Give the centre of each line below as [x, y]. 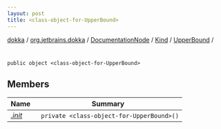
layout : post [26, 13]
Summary [108, 103]
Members [28, 85]
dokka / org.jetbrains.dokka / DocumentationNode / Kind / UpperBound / [110, 39]
